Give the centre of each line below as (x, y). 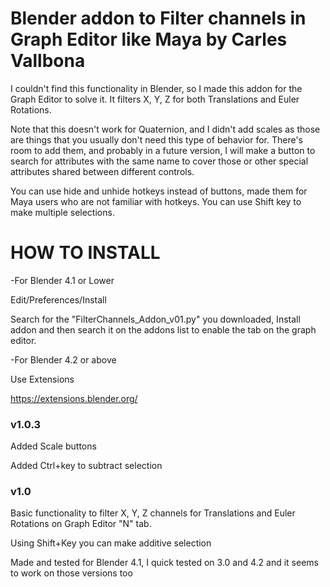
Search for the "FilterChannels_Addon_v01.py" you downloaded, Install (155, 319)
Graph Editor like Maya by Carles (149, 39)
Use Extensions (42, 379)
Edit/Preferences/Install (58, 299)
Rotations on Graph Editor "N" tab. (81, 524)
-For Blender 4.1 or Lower (62, 280)
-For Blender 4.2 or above (63, 359)
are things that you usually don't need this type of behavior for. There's (157, 139)
